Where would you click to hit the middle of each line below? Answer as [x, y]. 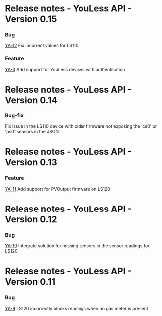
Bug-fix [14, 115]
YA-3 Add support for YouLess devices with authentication [65, 69]
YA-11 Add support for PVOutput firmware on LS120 [58, 189]
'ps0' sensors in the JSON [32, 132]
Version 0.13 [31, 162]
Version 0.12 [31, 219]
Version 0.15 [31, 19]
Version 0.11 [30, 282]
